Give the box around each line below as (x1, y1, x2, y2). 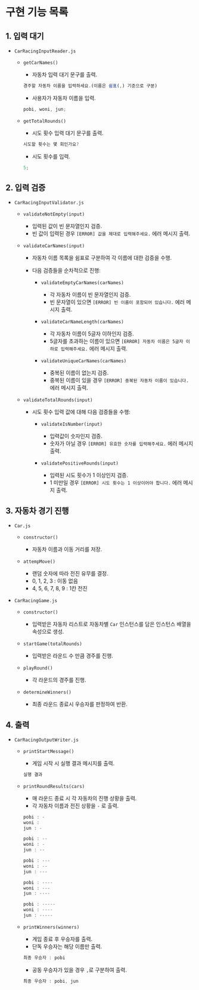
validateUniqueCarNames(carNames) (41, 358, 127, 364)
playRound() (23, 665, 53, 671)
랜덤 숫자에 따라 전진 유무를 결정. (32, 570, 108, 577)
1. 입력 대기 (5, 31, 44, 41)
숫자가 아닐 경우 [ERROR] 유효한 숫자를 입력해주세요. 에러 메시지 (49, 440, 194, 447)
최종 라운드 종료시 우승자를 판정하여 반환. (32, 701, 128, 708)
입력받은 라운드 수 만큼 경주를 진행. (32, 652, 114, 659)
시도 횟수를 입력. (32, 152, 71, 160)
